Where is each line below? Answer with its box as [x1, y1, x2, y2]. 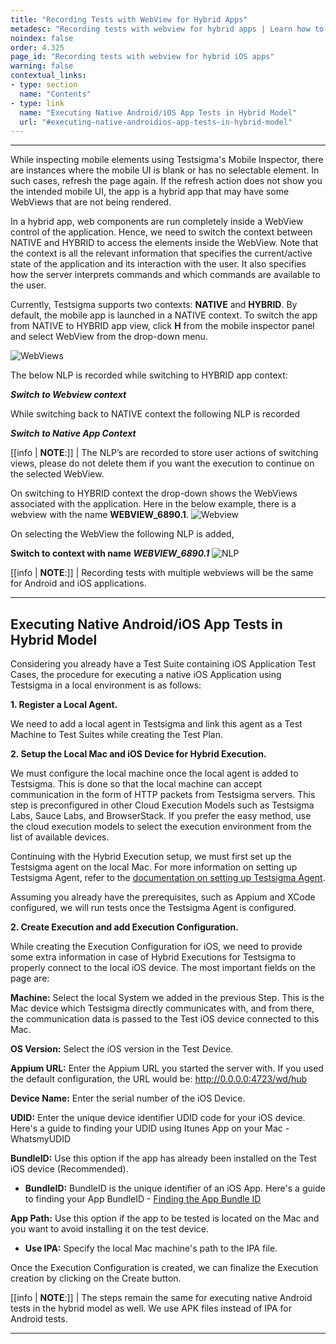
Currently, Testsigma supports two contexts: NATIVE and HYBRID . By [10, 299, 298, 311]
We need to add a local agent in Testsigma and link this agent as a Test [10, 718, 303, 730]
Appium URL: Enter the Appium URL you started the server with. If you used [10, 1062, 324, 1075]
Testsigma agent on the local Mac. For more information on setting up [10, 861, 298, 873]
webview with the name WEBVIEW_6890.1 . [10, 509, 189, 521]
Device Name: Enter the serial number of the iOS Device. [10, 1092, 246, 1105]
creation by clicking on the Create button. [10, 1272, 182, 1285]
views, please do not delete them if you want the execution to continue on [10, 457, 315, 470]
